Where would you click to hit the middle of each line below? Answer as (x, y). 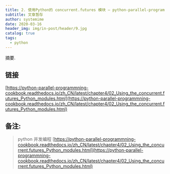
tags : (11, 38)
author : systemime (25, 19)
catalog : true (20, 33)
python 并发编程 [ (36, 139)
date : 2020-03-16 (24, 24)
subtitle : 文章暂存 (24, 15)
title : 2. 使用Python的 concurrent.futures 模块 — (58, 10)
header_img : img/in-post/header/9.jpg (46, 29)
